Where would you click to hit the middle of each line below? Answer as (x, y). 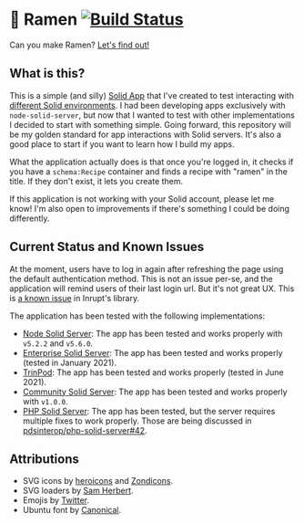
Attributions (45, 459)
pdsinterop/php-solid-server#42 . (85, 430)
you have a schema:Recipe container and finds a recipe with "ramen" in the (149, 171)
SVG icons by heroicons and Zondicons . (98, 481)
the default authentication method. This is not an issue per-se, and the (141, 278)
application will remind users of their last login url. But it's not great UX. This (152, 288)
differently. (30, 218)
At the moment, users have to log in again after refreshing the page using (147, 268)
